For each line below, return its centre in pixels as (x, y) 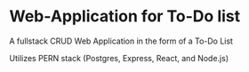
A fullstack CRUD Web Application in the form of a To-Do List (121, 41)
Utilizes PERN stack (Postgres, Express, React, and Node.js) (119, 58)
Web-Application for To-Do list (125, 16)
